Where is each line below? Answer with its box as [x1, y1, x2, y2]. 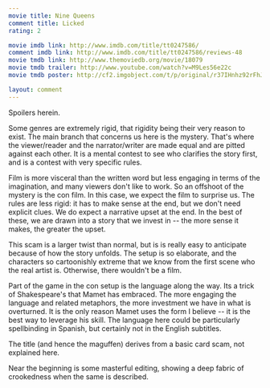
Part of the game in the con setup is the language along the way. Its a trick [8, 280, 255, 290]
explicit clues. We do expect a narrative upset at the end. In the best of [8, 206, 243, 217]
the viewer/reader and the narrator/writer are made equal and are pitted [8, 140, 245, 149]
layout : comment [8, 85, 63, 93]
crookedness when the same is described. [8, 371, 149, 382]
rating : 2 [8, 27, 42, 35]
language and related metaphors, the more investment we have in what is [8, 298, 252, 308]
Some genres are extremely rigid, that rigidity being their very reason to [8, 123, 246, 133]
